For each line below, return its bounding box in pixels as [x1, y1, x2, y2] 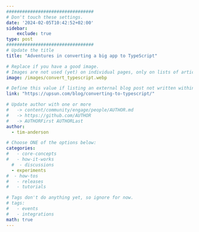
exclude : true [17, 31, 52, 37]
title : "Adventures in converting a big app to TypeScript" [6, 53, 158, 59]
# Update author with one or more [6, 101, 92, 107]
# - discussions [11, 161, 54, 168]
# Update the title [6, 47, 54, 53]
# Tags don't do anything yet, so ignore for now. [6, 195, 134, 201]
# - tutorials [6, 184, 46, 190]
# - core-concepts [6, 151, 57, 157]
